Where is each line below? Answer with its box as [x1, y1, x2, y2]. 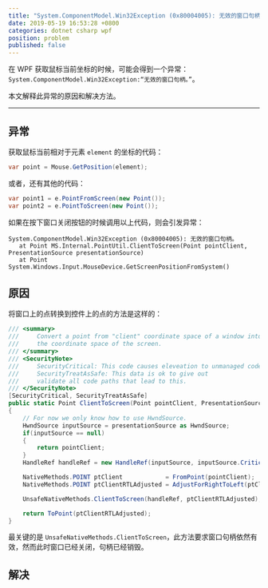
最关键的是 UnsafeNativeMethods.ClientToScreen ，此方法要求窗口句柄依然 [8, 532, 251, 542]
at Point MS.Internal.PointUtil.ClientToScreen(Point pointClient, [18, 241, 248, 250]
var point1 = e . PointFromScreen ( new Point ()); [8, 194, 166, 202]
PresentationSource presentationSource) [8, 248, 145, 256]
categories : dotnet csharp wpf [8, 26, 112, 34]
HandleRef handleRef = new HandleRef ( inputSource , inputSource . [22, 459, 241, 467]
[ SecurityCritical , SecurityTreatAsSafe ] [8, 392, 148, 400]
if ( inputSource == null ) [22, 429, 105, 437]
